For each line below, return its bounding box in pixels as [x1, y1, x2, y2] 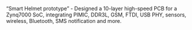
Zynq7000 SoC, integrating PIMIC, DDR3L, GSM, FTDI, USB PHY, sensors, [6, 11, 187, 18]
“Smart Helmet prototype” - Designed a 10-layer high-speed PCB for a [6, 5, 177, 12]
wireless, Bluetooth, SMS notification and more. [6, 18, 122, 24]
